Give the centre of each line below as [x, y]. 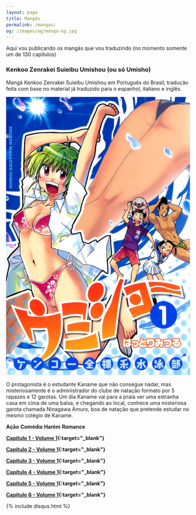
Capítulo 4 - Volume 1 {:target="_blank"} [56, 472]
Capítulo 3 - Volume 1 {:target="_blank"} [56, 461]
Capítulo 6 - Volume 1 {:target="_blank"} [56, 495]
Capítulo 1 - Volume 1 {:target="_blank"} [55, 438]
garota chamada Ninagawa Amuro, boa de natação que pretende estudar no [98, 409]
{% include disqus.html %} [38, 506]
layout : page [22, 12]
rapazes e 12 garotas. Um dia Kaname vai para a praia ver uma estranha [92, 396]
